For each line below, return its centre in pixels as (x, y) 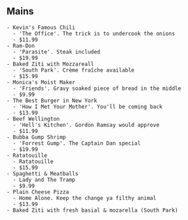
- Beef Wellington (33, 119)
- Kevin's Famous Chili (41, 27)
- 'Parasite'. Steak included (56, 52)
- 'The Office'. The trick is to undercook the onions (94, 33)
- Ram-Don (21, 46)
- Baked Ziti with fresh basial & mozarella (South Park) (92, 210)
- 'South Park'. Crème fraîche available (74, 70)
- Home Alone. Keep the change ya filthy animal (85, 198)
